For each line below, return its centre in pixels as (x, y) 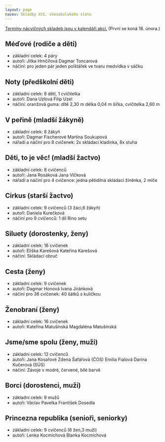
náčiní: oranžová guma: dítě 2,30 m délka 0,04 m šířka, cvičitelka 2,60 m (86, 104)
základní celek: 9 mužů (36, 397)
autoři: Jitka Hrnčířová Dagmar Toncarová (55, 61)
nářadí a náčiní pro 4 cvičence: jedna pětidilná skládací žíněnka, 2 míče (85, 180)
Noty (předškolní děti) (40, 82)
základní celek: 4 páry (35, 56)
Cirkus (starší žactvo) (39, 196)
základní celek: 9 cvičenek (39, 284)
